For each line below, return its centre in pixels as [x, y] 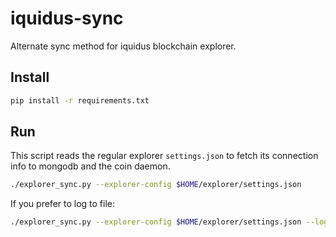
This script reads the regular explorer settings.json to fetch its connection [164, 156]
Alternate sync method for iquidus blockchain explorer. [123, 46]
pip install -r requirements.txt [80, 100]
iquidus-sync [67, 18]
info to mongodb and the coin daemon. [90, 166]
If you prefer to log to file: [63, 204]
